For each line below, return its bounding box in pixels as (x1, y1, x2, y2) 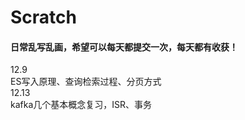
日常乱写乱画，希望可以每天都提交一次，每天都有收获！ (10, 41, 238, 53)
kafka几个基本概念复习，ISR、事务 (10, 99, 153, 111)
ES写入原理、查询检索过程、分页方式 (10, 76, 162, 88)
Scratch (10, 6, 77, 29)
